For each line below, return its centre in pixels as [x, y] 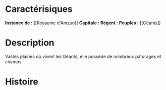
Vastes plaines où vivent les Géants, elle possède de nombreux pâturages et [83, 56]
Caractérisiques [39, 9]
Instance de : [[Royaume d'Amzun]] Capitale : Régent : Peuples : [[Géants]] [83, 23]
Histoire [22, 82]
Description [30, 43]
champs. [14, 62]
